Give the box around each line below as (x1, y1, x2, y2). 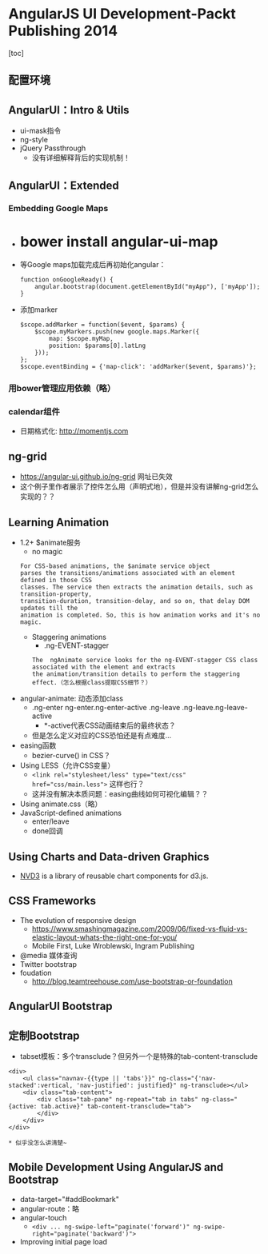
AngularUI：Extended (8, 178, 120, 192)
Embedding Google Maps (8, 203, 109, 214)
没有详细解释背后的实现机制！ (31, 153, 130, 162)
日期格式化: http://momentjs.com (19, 425, 129, 436)
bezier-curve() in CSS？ (31, 751, 111, 761)
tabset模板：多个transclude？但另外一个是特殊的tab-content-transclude (19, 1052, 258, 1061)
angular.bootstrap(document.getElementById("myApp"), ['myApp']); (34, 283, 261, 291)
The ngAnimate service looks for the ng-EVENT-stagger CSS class (31, 657, 258, 665)
